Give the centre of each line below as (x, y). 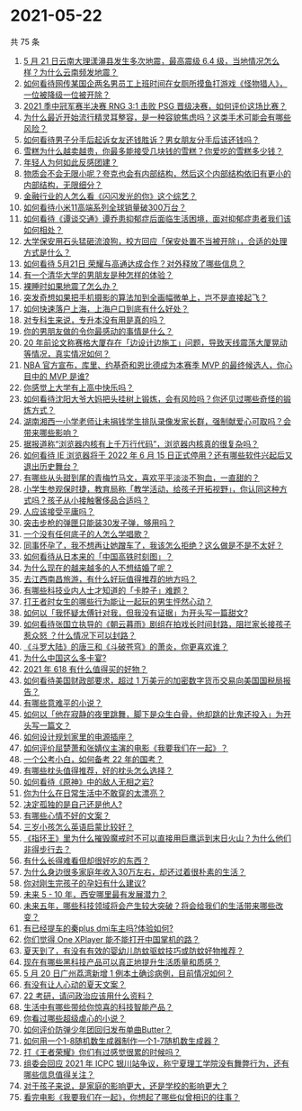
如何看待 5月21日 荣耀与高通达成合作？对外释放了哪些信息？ (134, 263)
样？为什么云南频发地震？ (71, 72)
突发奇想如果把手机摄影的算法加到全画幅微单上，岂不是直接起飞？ (145, 297)
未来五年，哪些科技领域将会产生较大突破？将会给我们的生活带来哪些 (149, 906)
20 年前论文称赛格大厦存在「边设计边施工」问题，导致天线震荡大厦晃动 (155, 342)
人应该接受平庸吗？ (59, 511)
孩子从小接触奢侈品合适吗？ (98, 500)
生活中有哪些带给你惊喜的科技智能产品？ (98, 1006)
